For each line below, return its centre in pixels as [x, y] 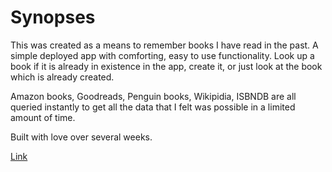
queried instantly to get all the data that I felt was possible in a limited [153, 107]
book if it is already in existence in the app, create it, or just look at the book [166, 66]
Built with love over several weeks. [81, 137]
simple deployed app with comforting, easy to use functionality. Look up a [162, 55]
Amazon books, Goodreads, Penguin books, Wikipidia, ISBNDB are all [153, 96]
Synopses [53, 17]
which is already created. [62, 77]
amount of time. [43, 117]
